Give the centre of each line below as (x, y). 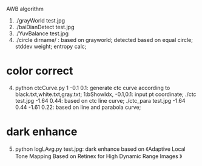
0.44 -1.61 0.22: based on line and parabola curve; (78, 107)
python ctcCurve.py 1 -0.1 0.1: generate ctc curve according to (93, 88)
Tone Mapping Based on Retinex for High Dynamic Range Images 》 (99, 156)
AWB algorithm (25, 9)
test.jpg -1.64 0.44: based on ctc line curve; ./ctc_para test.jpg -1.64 (100, 100)
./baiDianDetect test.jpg (45, 27)
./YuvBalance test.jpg (42, 33)
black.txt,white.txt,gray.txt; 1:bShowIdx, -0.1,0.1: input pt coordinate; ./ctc (106, 94)
